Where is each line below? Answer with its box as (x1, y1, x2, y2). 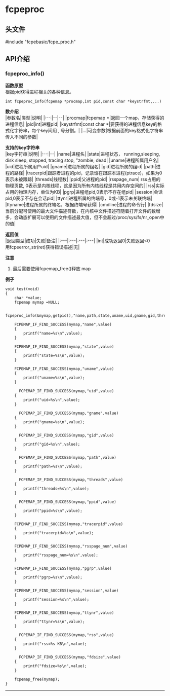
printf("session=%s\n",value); (23, 597, 90, 602)
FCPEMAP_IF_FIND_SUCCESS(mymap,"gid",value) (18, 432, 114, 438)
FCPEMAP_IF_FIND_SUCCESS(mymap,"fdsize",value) (18, 654, 121, 660)
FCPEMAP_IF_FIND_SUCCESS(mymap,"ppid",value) (18, 499, 116, 504)
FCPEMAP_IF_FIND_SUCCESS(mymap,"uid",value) (18, 388, 114, 393)
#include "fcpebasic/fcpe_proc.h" (5, 39, 76, 45)
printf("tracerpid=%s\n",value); (23, 530, 94, 535)
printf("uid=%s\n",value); (23, 397, 80, 402)
